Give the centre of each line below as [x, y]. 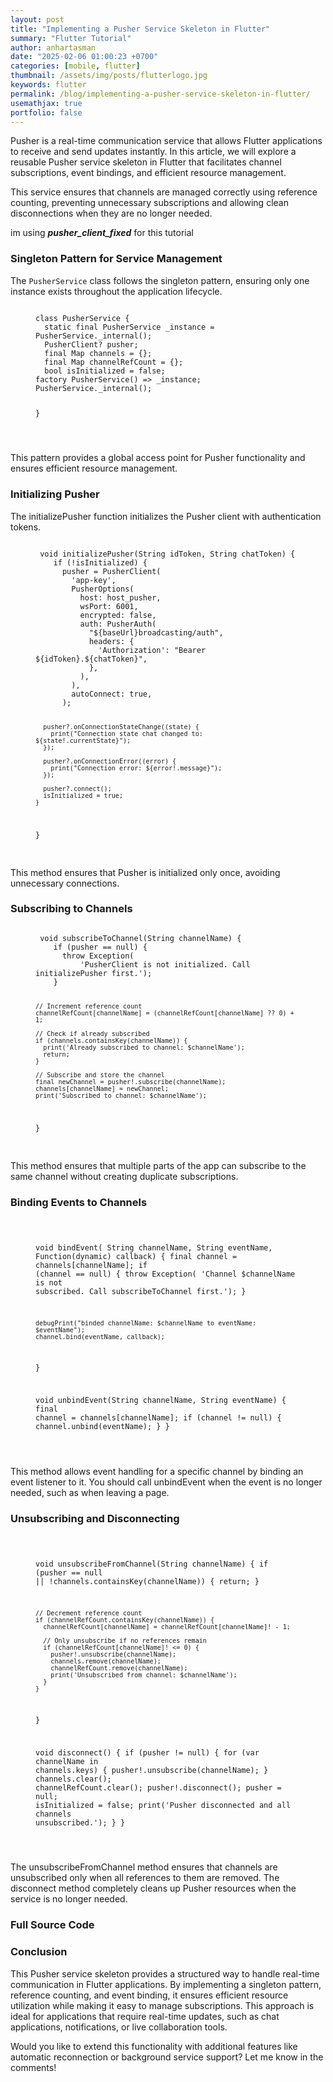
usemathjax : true [46, 103]
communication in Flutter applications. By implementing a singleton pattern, [166, 1984]
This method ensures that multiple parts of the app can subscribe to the [158, 1165]
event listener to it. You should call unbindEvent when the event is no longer [166, 1482]
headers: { [111, 641]
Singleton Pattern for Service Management [116, 259]
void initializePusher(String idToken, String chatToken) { [167, 554]
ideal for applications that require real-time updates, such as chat [145, 2016]
